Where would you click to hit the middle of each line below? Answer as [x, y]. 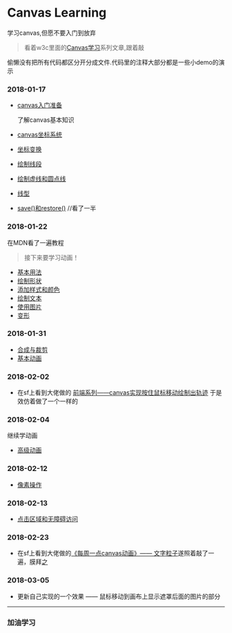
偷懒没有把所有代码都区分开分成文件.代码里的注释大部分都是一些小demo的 [113, 62]
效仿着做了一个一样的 [47, 401]
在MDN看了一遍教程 [36, 242]
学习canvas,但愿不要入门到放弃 [52, 33]
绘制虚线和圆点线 [41, 179]
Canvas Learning [57, 13]
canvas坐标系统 [39, 135]
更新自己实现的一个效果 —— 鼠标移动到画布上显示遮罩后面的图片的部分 [119, 596]
